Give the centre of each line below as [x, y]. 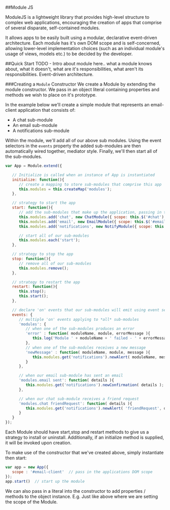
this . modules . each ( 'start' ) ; [49, 240]
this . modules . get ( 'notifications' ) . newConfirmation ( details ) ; [95, 385]
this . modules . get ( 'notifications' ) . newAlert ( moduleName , [95, 357]
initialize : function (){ [38, 180]
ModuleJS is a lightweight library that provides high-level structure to [77, 17]
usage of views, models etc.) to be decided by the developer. [69, 54]
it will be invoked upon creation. [38, 443]
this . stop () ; [32, 291]
